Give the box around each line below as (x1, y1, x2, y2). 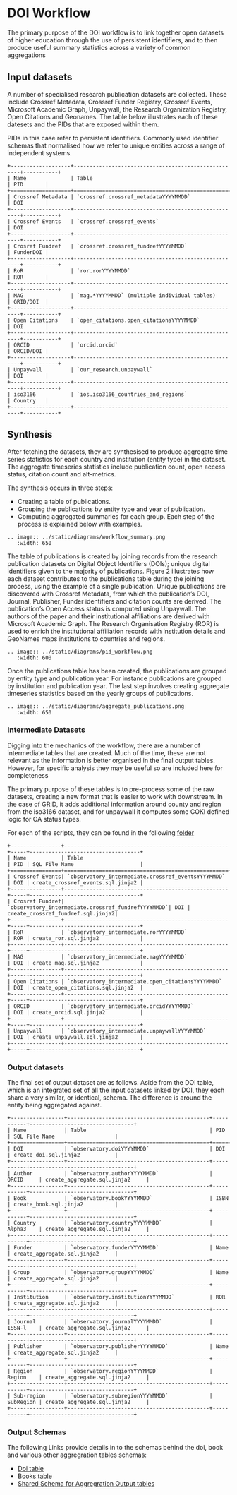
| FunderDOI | (7, 248, 49, 256)
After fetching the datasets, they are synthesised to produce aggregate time (7, 447, 228, 456)
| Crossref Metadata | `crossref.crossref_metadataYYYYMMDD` (7, 193, 191, 200)
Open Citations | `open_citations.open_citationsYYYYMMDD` (13, 316, 200, 324)
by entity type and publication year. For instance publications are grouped (7, 674, 222, 683)
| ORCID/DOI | (7, 347, 49, 354)
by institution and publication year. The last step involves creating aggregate (7, 681, 229, 690)
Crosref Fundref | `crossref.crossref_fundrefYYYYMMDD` (13, 242, 188, 250)
